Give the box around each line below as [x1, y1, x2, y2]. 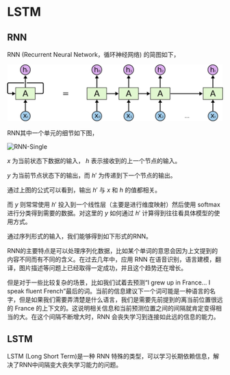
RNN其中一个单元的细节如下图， [7, 129, 99, 137]
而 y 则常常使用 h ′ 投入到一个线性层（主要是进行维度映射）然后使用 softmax [7, 200, 220, 209]
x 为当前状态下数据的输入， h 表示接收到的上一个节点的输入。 [7, 157, 181, 165]
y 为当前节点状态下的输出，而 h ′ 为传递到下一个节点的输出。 [7, 171, 177, 180]
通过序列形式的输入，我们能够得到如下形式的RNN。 [7, 232, 153, 241]
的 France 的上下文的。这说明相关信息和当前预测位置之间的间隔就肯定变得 [7, 304, 216, 313]
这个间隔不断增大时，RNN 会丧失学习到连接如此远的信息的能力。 [36, 313, 220, 321]
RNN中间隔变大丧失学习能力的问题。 [18, 361, 123, 369]
